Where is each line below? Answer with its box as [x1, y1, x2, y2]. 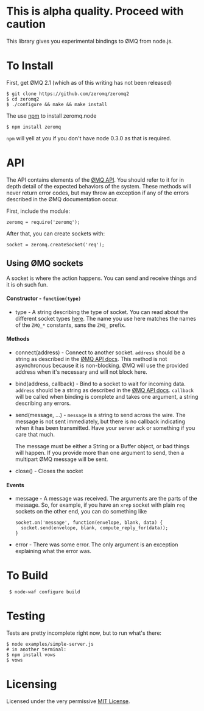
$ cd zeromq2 [6, 96, 40, 102]
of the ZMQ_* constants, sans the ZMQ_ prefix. [15, 321, 126, 329]
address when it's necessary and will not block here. [15, 368, 147, 376]
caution [6, 17, 46, 31]
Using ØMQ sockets [6, 258, 83, 269]
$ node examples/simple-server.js [6, 641, 94, 648]
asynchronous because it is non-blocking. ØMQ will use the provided [15, 362, 189, 370]
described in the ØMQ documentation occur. [6, 195, 118, 202]
